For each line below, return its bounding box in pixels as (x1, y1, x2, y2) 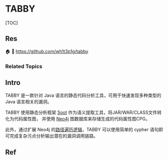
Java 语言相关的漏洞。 (5, 99, 52, 105)
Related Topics (5, 63, 43, 70)
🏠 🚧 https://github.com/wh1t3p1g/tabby (5, 48, 88, 54)
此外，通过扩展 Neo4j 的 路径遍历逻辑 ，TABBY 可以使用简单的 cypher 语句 (5, 127, 159, 133)
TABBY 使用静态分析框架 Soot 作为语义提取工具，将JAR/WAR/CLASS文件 (5, 109, 157, 115)
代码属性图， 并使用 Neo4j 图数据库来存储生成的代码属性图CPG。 (14, 116, 150, 122)
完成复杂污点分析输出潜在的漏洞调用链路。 (9, 133, 98, 139)
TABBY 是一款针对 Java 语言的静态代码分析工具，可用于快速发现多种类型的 (5, 92, 161, 99)
